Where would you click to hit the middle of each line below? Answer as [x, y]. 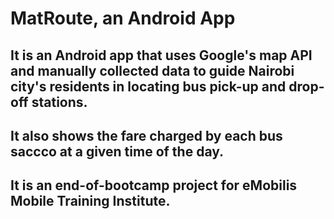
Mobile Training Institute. [90, 201]
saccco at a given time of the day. [117, 151]
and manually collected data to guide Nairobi [152, 70]
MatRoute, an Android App [123, 18]
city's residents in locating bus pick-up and [148, 86]
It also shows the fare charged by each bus [146, 135]
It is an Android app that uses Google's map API [161, 55]
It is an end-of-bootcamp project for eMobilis [154, 185]
